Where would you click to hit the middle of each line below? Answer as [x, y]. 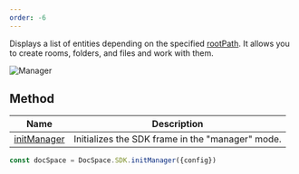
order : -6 [28, 18]
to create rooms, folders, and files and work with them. [112, 53]
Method [32, 99]
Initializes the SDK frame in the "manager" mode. [178, 139]
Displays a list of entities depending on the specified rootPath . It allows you [149, 43]
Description [178, 124]
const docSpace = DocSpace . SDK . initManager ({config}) [113, 160]
